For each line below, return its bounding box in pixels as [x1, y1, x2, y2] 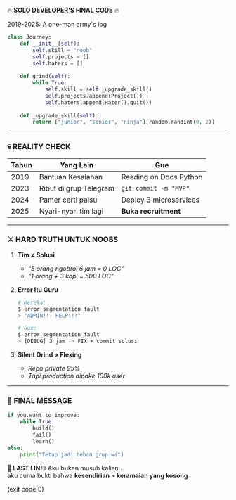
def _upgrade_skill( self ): [20, 112, 99, 119]
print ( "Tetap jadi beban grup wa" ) [20, 451, 124, 458]
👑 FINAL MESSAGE [7, 396, 72, 406]
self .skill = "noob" [32, 46, 93, 53]
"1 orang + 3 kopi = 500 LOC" [27, 271, 114, 280]
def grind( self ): [20, 73, 71, 80]
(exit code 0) [7, 485, 44, 493]
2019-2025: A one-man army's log [7, 20, 107, 28]
